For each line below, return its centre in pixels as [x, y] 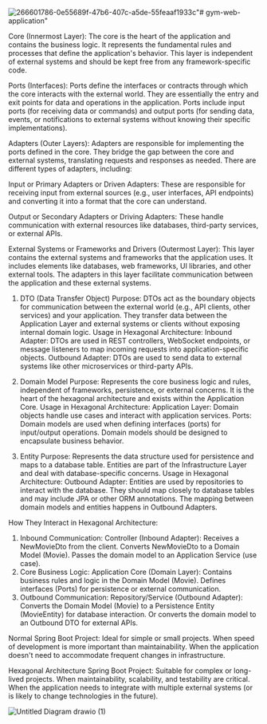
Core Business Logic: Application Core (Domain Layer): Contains [126, 572]
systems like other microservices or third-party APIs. [106, 366]
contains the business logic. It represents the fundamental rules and [120, 45]
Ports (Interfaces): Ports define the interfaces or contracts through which [128, 85]
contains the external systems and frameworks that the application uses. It [131, 258]
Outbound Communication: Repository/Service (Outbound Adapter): [131, 597]
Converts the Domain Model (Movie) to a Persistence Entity [117, 606]
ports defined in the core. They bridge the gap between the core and [121, 152]
